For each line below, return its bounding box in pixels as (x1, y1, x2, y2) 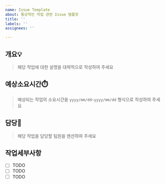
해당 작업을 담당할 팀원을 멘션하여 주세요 (17, 133, 96, 139)
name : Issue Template (5, 7, 50, 12)
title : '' (5, 16, 26, 21)
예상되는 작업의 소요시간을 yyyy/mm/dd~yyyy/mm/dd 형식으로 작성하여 (17, 96, 151, 102)
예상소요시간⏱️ (5, 80, 48, 89)
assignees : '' (5, 26, 35, 31)
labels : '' (5, 21, 28, 26)
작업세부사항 (5, 149, 41, 157)
